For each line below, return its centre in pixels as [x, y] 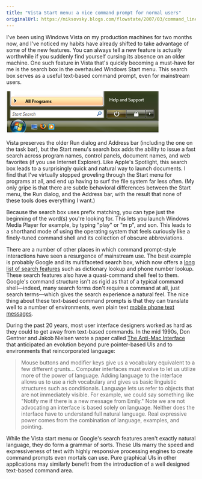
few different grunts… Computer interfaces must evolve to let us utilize [108, 369]
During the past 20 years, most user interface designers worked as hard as [99, 325]
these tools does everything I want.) [51, 200]
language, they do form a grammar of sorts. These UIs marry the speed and [100, 445]
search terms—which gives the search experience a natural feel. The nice [98, 294]
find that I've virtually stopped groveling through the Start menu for [89, 174]
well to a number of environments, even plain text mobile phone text [90, 307]
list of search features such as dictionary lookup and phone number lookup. [100, 268]
